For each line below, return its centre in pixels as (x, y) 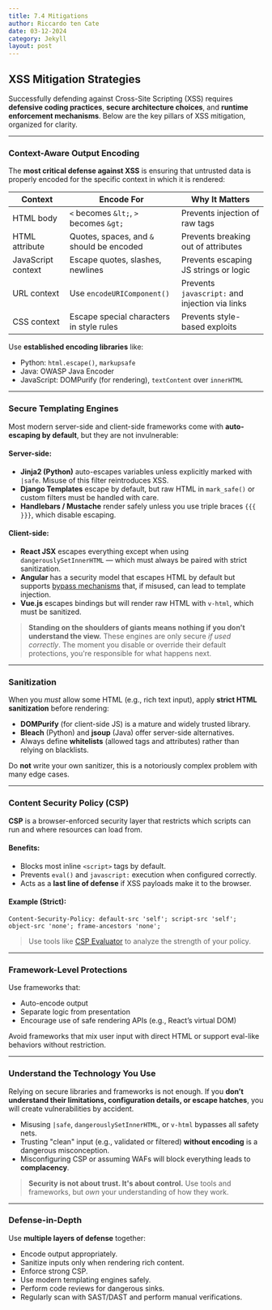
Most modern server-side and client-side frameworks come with (116, 426)
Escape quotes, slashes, (115, 260)
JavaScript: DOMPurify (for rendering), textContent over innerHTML (132, 380)
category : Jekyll (38, 39)
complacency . (45, 1167)
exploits (222, 327)
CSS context (36, 322)
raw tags (198, 223)
